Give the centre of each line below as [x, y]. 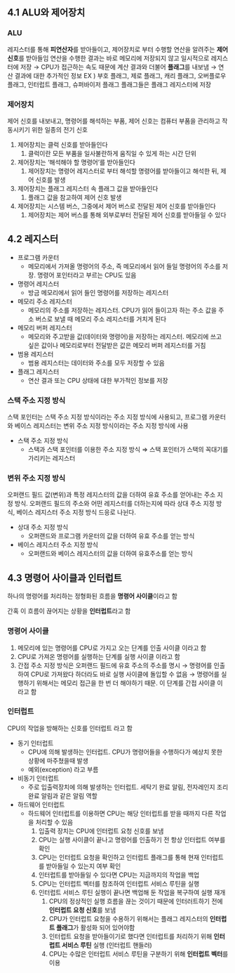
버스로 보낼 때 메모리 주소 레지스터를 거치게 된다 [101, 319]
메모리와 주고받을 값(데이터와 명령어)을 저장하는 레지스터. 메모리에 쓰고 [125, 337]
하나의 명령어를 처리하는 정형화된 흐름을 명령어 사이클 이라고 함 [92, 596]
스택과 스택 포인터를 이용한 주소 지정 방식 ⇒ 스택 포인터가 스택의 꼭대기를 [128, 450]
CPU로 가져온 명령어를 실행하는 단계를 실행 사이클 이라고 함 [99, 656]
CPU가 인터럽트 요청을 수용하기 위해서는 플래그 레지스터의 [128, 918]
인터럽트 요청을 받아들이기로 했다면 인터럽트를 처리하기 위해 [130, 936]
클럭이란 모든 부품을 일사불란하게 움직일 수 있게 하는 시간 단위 [112, 153]
